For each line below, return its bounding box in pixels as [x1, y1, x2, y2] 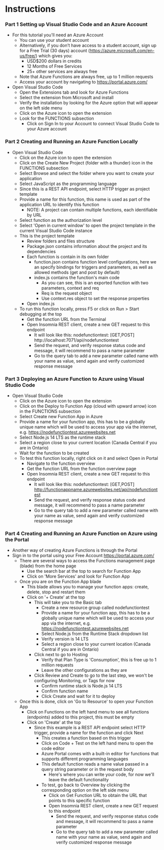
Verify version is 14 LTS [41, 636, 89, 642]
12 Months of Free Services [26, 63, 82, 69]
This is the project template [19, 233, 75, 239]
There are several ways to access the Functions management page [19, 558, 155, 564]
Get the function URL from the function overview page [26, 466, 137, 472]
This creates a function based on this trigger [41, 735, 131, 741]
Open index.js [26, 300, 55, 306]
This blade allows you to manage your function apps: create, [26, 584, 149, 590]
